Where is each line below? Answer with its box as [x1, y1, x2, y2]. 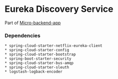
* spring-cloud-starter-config [4, 48, 69, 53]
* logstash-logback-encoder [4, 69, 63, 75]
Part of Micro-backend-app [4, 20, 61, 26]
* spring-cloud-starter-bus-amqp [4, 61, 74, 66]
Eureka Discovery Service [4, 3, 114, 15]
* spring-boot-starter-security [4, 56, 71, 61]
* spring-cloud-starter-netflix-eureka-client [4, 43, 103, 48]
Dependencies [4, 32, 41, 39]
